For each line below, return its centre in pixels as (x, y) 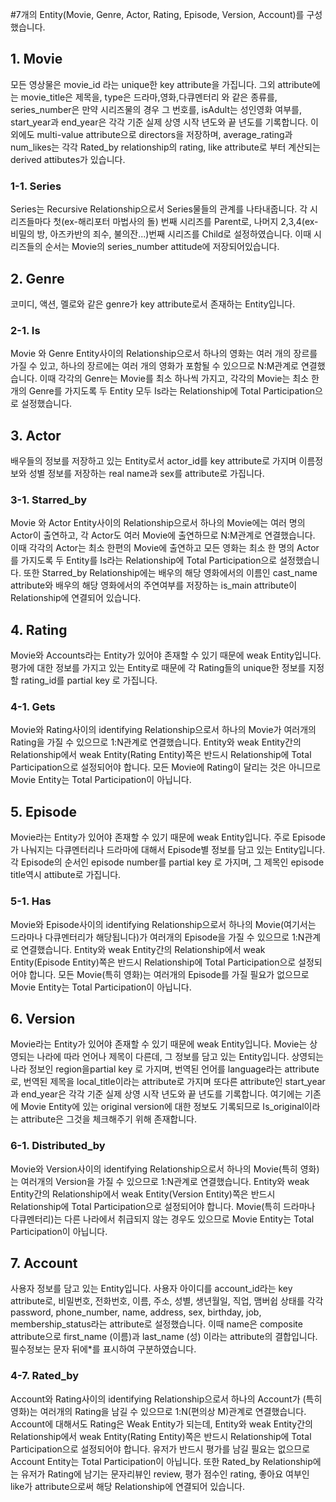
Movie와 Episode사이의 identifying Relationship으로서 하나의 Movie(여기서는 (163, 924)
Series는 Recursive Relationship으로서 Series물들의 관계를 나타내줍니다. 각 (159, 209)
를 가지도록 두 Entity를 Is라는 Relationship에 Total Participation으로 (144, 560)
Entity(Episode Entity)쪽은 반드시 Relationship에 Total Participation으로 (153, 962)
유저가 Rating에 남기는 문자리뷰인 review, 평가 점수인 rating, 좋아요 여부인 (165, 1474)
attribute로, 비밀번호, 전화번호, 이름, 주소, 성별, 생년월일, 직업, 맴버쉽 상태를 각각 (167, 1301)
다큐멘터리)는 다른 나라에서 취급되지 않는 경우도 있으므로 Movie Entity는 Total (162, 1219)
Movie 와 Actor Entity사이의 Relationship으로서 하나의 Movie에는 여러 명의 (158, 523)
